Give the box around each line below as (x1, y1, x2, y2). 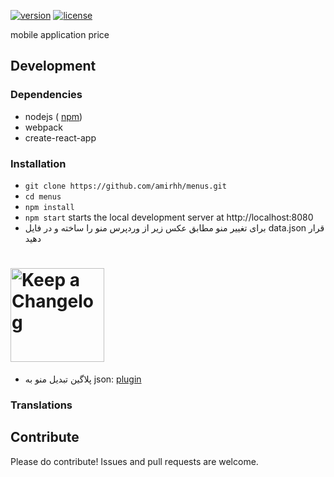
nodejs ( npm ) (24, 110, 83, 122)
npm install (24, 202, 75, 212)
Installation (10, 156, 67, 170)
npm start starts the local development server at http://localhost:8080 (24, 211, 314, 223)
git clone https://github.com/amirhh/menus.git (24, 181, 227, 191)
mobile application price (10, 29, 110, 40)
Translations (10, 398, 73, 412)
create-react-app (24, 131, 97, 144)
